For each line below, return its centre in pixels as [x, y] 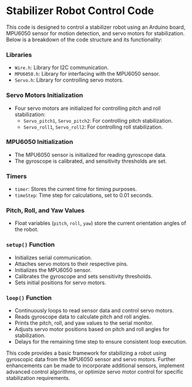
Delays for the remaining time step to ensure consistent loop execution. [101, 342]
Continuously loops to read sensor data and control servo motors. [94, 311]
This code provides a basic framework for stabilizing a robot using [86, 353]
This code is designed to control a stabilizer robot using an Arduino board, [96, 27]
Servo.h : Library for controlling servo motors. [69, 80]
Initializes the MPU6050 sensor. [53, 270]
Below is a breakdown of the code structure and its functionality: [84, 39]
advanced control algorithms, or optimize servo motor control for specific [95, 372]
